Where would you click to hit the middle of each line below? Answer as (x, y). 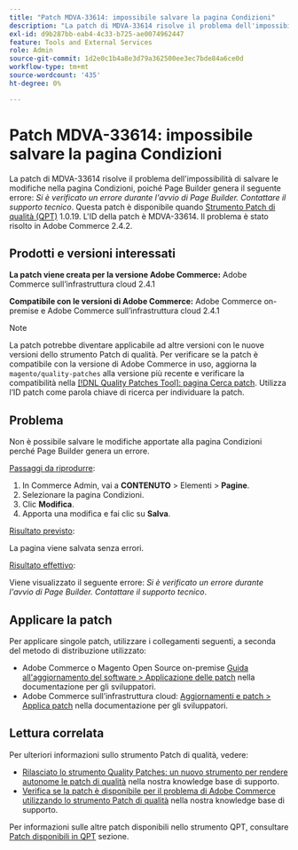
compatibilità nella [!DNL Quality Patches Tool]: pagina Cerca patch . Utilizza (148, 383)
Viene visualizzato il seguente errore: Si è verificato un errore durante (137, 583)
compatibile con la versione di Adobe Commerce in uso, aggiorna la (133, 364)
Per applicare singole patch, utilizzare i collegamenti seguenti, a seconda (143, 641)
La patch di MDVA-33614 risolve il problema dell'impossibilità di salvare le (144, 178)
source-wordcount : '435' (55, 75)
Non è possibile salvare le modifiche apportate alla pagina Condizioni (136, 442)
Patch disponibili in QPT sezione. (69, 836)
